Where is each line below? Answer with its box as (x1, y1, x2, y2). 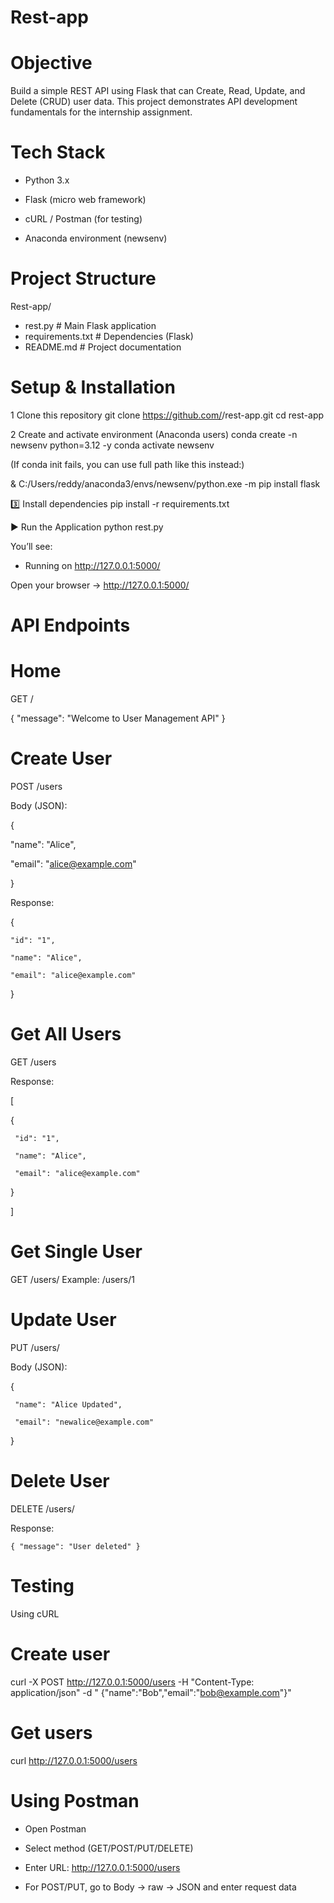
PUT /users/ (10, 1341, 60, 1353)
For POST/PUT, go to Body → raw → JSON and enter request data (24, 1881, 297, 1893)
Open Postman (24, 1822, 87, 1835)
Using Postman (10, 1789, 140, 1812)
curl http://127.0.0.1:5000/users (10, 1754, 138, 1766)
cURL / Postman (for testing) (24, 213, 143, 225)
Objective (10, 52, 93, 75)
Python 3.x (24, 174, 70, 186)
